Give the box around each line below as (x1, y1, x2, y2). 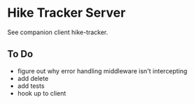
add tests (17, 82, 45, 90)
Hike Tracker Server (7, 5, 126, 21)
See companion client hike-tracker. (7, 28, 109, 36)
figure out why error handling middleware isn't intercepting (17, 66, 188, 75)
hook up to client (17, 89, 67, 97)
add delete (17, 74, 49, 82)
